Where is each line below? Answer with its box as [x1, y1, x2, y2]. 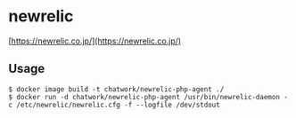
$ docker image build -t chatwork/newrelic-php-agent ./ [8, 84, 225, 94]
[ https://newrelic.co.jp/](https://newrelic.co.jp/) [8, 35, 182, 46]
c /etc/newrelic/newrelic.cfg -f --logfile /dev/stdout [8, 100, 220, 109]
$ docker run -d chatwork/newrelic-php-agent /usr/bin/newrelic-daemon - [8, 92, 289, 101]
